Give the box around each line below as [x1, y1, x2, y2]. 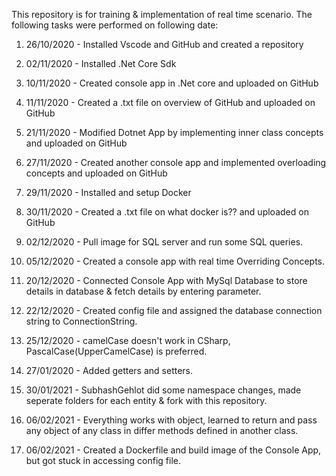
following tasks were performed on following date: [11, 19, 219, 31]
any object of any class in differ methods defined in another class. [25, 425, 299, 436]
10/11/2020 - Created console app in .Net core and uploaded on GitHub [25, 77, 319, 89]
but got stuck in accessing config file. [25, 455, 182, 466]
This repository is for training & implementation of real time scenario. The [11, 9, 313, 20]
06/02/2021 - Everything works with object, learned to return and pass [25, 414, 318, 426]
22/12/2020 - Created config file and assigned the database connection [25, 305, 323, 316]
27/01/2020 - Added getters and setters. [25, 365, 194, 376]
